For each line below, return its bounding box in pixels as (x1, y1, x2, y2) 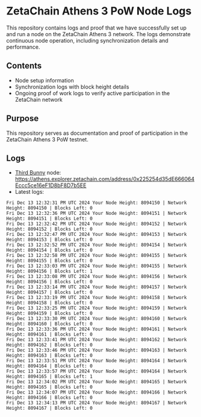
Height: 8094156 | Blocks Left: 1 (6, 268, 93, 274)
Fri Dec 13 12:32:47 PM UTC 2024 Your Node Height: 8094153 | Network (6, 232, 187, 238)
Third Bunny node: (14, 169, 61, 176)
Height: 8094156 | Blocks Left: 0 (6, 279, 93, 285)
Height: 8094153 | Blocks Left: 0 (6, 236, 93, 243)
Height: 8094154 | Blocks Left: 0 (6, 247, 93, 253)
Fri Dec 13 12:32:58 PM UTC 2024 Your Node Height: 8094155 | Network (6, 253, 187, 259)
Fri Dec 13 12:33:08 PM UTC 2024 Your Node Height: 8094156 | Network (6, 274, 187, 280)
